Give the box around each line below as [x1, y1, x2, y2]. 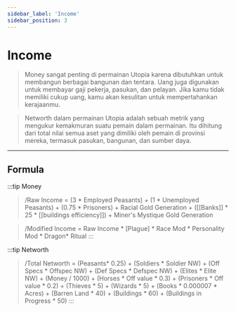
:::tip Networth [7, 246, 49, 254]
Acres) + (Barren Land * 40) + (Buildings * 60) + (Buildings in [24, 289, 202, 298]
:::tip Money [7, 182, 42, 191]
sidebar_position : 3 [7, 17, 68, 24]
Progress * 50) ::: [24, 297, 74, 305]
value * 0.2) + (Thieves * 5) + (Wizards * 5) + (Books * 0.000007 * [24, 282, 218, 290]
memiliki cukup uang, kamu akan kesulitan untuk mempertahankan [24, 93, 218, 101]
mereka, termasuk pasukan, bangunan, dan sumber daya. [24, 137, 192, 145]
